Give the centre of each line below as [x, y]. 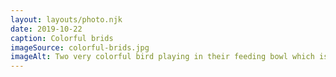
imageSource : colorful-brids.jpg [80, 47]
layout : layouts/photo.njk [66, 19]
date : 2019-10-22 [46, 29]
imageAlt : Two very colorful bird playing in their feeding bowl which [162, 57]
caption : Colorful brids [62, 38]
